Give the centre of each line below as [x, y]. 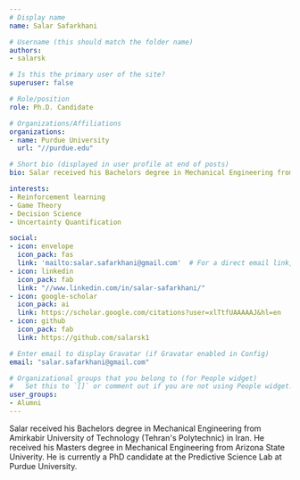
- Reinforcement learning [57, 197]
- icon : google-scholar [54, 296]
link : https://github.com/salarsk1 [83, 337]
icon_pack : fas [46, 255]
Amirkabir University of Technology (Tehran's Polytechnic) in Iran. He [137, 437]
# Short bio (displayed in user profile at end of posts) [119, 165]
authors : [25, 50]
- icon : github [37, 321]
